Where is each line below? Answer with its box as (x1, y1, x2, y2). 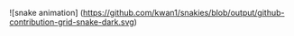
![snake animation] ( (9, 8, 84, 18)
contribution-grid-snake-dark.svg (9, 17, 135, 27)
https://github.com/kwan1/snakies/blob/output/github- (82, 8, 285, 18)
